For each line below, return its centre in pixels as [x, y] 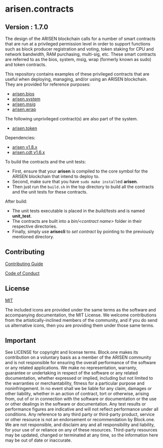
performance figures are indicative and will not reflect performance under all [82, 409]
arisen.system [26, 99]
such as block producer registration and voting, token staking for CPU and [80, 49]
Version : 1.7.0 [27, 27]
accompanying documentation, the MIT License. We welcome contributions [81, 315]
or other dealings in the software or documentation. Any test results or [75, 404]
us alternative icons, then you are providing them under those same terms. [80, 325]
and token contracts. [26, 65]
